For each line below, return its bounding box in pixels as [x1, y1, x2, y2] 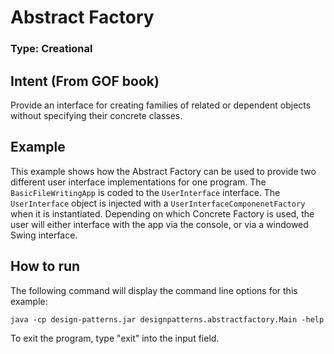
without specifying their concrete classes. [10, 109, 183, 121]
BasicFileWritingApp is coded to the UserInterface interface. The [10, 186, 281, 198]
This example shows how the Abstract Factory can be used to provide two [10, 165, 317, 177]
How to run [10, 258, 81, 275]
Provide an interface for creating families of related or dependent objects [10, 99, 312, 111]
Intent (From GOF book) [10, 72, 160, 90]
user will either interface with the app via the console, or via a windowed [10, 218, 309, 230]
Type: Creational [10, 42, 93, 56]
